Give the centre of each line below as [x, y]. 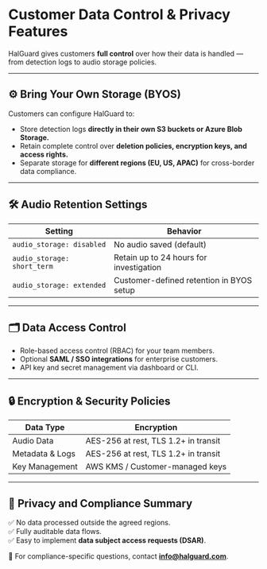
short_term [33, 266]
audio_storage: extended [59, 285]
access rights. [44, 154]
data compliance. [48, 171]
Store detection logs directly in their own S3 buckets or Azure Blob [131, 129]
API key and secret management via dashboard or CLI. [109, 368]
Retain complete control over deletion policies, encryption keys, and [133, 145]
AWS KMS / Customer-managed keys [156, 466]
